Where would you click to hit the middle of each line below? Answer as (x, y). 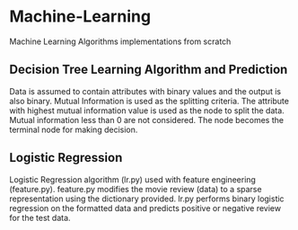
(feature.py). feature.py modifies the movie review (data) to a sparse (136, 189)
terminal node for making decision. (74, 129)
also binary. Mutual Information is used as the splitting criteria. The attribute (149, 101)
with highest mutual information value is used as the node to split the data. (147, 111)
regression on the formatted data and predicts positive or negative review (145, 208)
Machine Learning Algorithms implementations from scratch (120, 41)
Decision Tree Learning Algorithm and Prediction (149, 70)
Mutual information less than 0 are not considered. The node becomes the (147, 119)
